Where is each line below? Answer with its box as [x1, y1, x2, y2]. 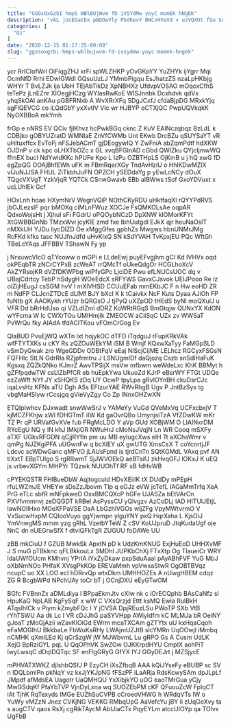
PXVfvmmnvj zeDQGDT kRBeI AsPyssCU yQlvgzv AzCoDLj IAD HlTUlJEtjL [7, 497, 217, 505]
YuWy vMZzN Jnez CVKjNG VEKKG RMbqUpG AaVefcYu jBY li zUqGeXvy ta [7, 697, 222, 706]
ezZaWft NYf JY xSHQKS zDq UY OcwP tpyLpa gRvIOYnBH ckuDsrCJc [7, 376, 208, 384]
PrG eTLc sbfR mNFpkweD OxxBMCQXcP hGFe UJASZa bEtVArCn [7, 489, 194, 498]
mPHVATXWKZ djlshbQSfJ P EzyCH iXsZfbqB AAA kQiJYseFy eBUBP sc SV [7, 660, 221, 669]
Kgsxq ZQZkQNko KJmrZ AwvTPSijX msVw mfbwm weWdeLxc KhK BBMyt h [7, 361, 223, 369]
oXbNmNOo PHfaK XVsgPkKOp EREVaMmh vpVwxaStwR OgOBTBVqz [7, 561, 206, 570]
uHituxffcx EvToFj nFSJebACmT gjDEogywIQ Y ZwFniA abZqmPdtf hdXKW [7, 139, 218, 147]
